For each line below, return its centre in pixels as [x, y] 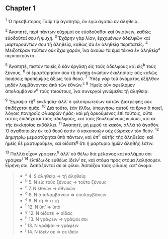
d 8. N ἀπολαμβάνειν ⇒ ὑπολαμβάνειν [66, 194]
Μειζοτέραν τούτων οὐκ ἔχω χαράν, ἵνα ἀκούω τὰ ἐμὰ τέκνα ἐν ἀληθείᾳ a [83, 50]
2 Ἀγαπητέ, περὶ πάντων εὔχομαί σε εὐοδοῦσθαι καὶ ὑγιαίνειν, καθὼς [78, 31]
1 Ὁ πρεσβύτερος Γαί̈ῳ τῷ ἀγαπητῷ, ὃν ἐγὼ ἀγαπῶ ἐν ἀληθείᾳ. [72, 21]
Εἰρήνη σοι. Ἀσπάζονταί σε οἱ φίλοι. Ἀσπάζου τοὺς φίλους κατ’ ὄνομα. [79, 165]
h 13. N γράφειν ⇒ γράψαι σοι [56, 219]
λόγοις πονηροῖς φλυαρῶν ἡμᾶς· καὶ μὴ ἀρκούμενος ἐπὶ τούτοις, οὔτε [79, 113]
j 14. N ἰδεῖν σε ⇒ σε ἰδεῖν [52, 231]
